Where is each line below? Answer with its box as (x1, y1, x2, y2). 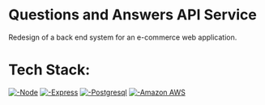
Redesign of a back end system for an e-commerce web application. (8, 32, 237, 42)
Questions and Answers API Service (8, 6, 258, 24)
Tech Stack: (8, 61, 91, 79)
